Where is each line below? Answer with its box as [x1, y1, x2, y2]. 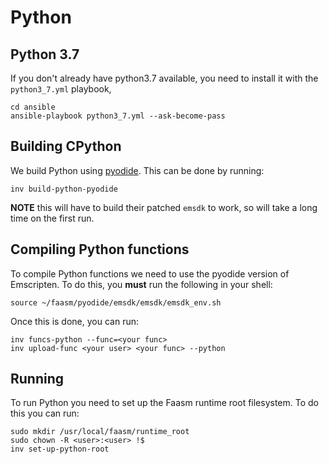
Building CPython [10, 138, 122, 155]
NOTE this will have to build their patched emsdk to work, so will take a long [10, 201, 318, 213]
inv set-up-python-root [10, 444, 110, 455]
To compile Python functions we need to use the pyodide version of [10, 267, 290, 280]
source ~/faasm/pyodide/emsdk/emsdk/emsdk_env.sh [10, 297, 222, 308]
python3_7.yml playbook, [10, 83, 112, 95]
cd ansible [10, 102, 56, 112]
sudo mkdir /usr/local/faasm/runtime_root [10, 427, 190, 437]
